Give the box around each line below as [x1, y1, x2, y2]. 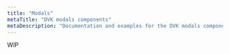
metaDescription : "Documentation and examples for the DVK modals [7, 22, 201, 29]
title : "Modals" [7, 9, 53, 17]
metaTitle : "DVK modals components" [7, 16, 112, 23]
